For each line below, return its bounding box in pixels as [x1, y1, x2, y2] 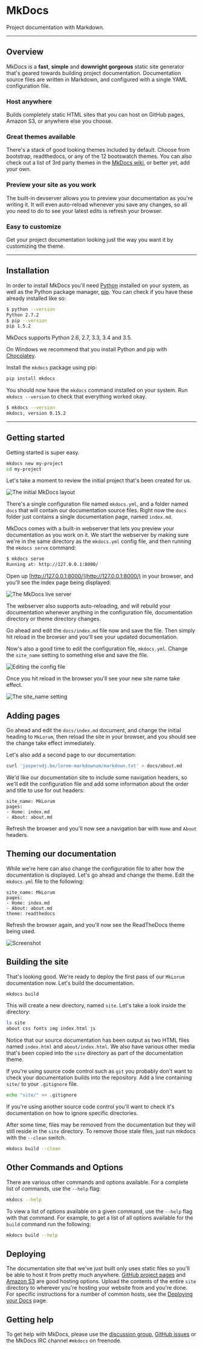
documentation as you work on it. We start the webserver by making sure [6, 531, 189, 539]
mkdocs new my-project [6, 460, 63, 466]
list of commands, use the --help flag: [6, 1185, 101, 1192]
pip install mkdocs [6, 375, 56, 382]
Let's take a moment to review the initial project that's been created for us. [6, 477, 192, 484]
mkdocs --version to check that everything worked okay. [6, 393, 147, 400]
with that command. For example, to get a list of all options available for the [6, 1214, 193, 1221]
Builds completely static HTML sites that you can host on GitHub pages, [6, 111, 185, 119]
